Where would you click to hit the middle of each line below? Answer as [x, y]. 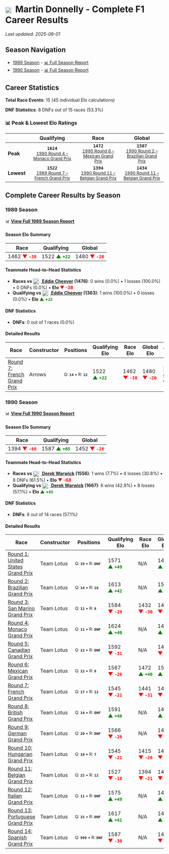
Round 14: [20, 831]
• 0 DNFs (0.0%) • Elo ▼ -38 [43, 288]
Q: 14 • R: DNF [88, 713]
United [16, 561]
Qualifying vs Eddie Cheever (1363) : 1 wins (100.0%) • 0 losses [83, 293]
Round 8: [18, 707]
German [17, 733]
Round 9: [18, 727]
